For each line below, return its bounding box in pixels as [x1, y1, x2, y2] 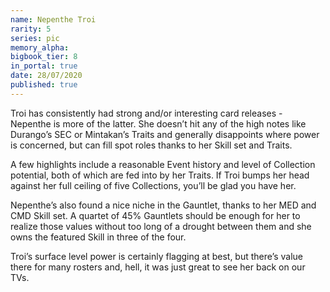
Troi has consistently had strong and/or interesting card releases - [10, 107, 283, 119]
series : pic [10, 33, 60, 43]
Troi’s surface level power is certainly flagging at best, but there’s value [10, 250, 303, 262]
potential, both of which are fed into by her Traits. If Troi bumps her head [10, 169, 310, 181]
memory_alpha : [10, 42, 70, 53]
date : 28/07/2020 [10, 71, 83, 81]
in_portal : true [10, 61, 78, 71]
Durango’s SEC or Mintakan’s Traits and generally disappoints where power [10, 128, 320, 140]
